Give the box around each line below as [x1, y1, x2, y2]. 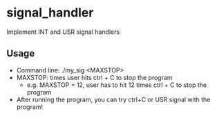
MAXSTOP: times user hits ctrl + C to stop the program [16, 73, 173, 81]
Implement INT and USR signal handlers [6, 28, 120, 36]
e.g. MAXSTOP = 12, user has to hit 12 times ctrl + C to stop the [26, 81, 207, 89]
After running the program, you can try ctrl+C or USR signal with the [16, 95, 211, 104]
